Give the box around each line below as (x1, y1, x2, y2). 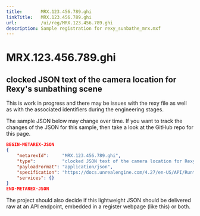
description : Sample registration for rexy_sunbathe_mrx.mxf (6, 25, 161, 32)
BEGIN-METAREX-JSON (6, 142, 55, 148)
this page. (6, 130, 31, 137)
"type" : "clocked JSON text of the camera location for (17, 158, 183, 164)
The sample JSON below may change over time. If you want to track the (6, 117, 183, 125)
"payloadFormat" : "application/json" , (17, 164, 113, 170)
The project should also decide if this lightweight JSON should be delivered (6, 197, 192, 204)
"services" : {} (17, 175, 55, 181)
